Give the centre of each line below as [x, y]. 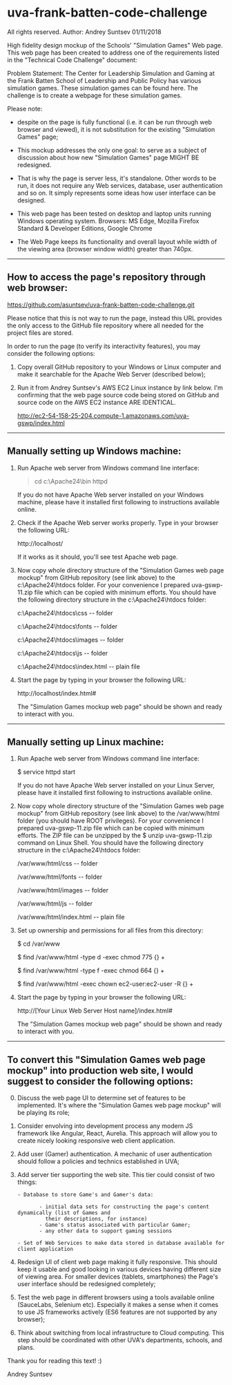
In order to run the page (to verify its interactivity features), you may [104, 346]
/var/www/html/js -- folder [55, 904]
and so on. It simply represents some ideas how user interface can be [116, 193]
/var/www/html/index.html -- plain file [71, 917]
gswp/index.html [41, 423]
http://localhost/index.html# [57, 693]
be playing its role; [43, 1113]
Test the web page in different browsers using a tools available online [116, 1297]
